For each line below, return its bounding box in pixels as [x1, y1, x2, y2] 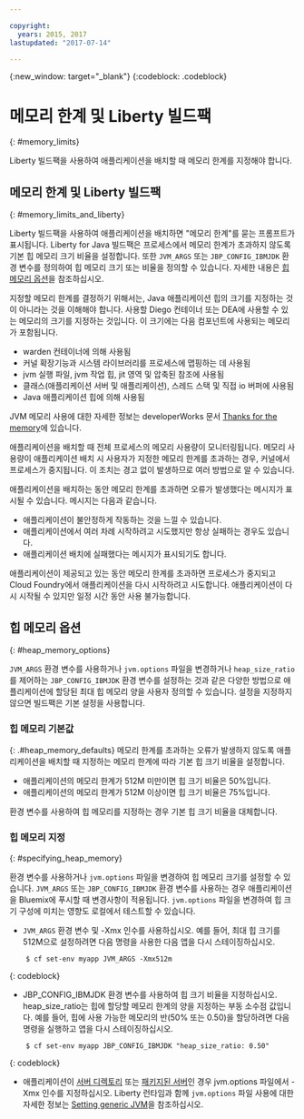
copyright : [9, 21, 51, 30]
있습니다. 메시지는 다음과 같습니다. [35, 495, 157, 506]
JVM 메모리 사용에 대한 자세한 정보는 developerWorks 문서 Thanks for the [9, 411, 278, 422]
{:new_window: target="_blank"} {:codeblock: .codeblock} [9, 71, 228, 82]
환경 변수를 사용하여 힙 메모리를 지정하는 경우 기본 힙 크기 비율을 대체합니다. [9, 806, 279, 817]
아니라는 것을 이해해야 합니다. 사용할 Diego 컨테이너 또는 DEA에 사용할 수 [18, 304, 279, 315]
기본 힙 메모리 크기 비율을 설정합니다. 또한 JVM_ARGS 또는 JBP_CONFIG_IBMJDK [9, 251, 280, 262]
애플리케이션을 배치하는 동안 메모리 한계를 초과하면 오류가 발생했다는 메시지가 [9, 484, 284, 495]
